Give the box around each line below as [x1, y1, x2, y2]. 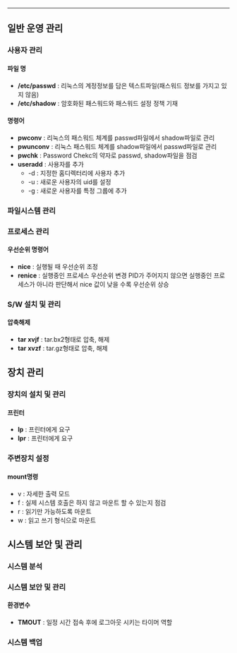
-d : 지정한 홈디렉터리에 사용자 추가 [28, 169, 126, 177]
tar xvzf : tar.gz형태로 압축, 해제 [17, 344, 108, 352]
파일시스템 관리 [7, 205, 56, 215]
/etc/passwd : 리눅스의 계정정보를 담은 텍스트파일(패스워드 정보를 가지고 [17, 81, 220, 90]
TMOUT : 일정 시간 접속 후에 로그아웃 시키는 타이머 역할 [17, 618, 173, 626]
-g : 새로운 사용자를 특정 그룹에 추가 [28, 186, 127, 195]
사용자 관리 [7, 45, 43, 55]
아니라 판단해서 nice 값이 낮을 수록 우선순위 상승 [36, 280, 169, 288]
